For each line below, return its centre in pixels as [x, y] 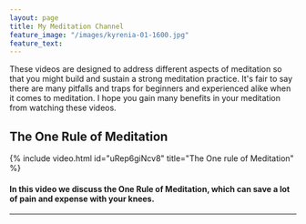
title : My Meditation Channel [67, 26]
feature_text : [36, 43]
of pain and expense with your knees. [82, 199]
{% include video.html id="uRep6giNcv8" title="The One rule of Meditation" [152, 158]
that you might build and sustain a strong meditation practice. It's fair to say [151, 79]
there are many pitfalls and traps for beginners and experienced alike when [150, 88]
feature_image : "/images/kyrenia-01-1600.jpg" [99, 35]
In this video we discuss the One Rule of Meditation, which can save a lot [150, 188]
